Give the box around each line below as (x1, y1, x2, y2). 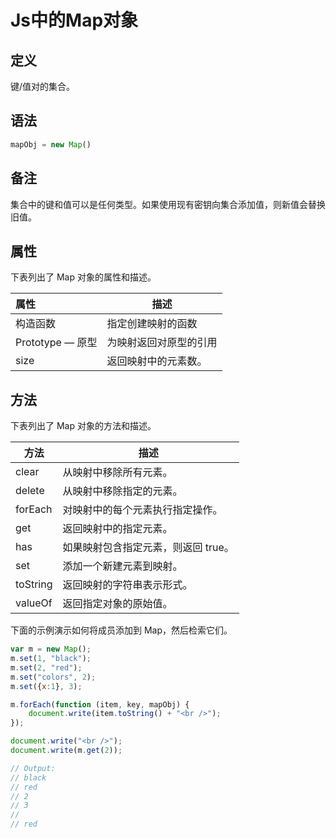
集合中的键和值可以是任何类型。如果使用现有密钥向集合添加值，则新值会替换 (10, 198, 326, 210)
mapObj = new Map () (10, 139, 92, 150)
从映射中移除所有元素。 (62, 466, 173, 480)
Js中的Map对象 (10, 9, 139, 32)
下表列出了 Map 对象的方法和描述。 (10, 420, 157, 432)
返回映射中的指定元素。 (62, 522, 173, 536)
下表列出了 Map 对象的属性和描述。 (10, 271, 157, 283)
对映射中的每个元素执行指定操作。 (62, 503, 223, 517)
